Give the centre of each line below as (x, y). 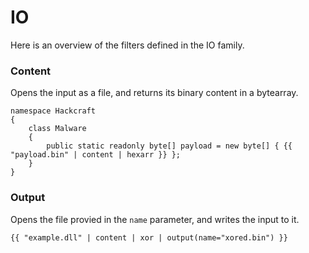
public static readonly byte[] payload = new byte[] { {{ (169, 146)
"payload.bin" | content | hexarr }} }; (96, 155)
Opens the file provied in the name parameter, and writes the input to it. (155, 219)
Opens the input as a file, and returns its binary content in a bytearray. (154, 93)
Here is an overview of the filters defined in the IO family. (127, 45)
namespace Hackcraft (53, 111)
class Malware (57, 129)
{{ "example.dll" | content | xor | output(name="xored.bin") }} (149, 237)
